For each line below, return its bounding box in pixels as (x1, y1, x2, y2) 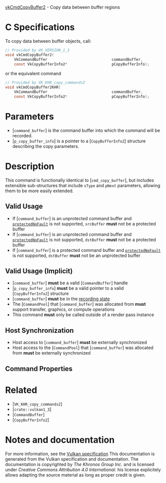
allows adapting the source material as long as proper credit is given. (5, 472, 146, 478)
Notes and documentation (5, 434, 115, 445)
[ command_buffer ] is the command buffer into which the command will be (12, 127, 160, 133)
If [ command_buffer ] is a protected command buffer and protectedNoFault (12, 247, 161, 253)
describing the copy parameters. (12, 143, 79, 149)
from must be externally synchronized (12, 350, 91, 356)
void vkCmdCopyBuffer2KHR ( (5, 85, 61, 90)
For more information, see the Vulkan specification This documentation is (5, 451, 155, 457)
